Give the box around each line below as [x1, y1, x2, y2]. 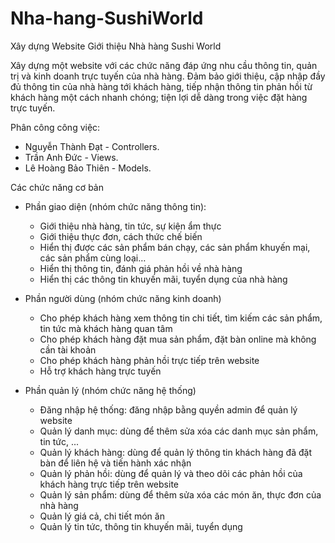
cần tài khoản [39, 343, 97, 356]
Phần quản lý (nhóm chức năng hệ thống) [24, 384, 197, 396]
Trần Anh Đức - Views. [24, 151, 119, 163]
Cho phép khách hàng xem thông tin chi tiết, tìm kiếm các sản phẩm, [39, 312, 323, 324]
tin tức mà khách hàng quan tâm [39, 322, 173, 334]
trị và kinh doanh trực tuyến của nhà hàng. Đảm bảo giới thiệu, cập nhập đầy [10, 70, 326, 82]
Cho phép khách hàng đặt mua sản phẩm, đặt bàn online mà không [39, 333, 317, 345]
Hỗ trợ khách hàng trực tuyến [39, 365, 162, 377]
